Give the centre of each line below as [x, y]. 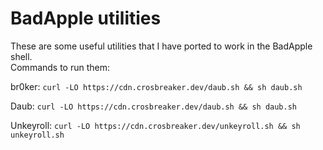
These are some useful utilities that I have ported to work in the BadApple [161, 46]
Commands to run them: [60, 67]
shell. [21, 56]
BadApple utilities [86, 18]
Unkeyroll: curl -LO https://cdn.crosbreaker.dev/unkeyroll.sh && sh [155, 125]
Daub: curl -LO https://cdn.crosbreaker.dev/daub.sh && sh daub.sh [154, 106]
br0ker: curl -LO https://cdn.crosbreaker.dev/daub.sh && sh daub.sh [156, 86]
